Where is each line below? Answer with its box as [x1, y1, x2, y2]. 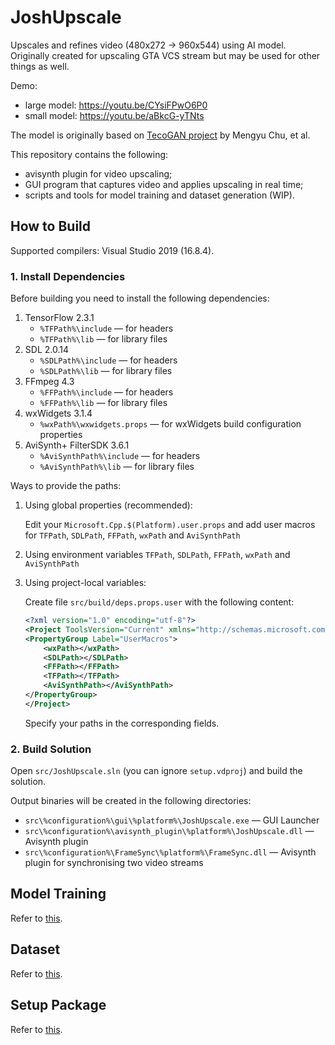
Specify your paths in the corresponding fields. [24, 717, 220, 729]
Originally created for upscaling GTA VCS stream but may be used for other [10, 49, 321, 61]
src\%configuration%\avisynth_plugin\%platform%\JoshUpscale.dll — [24, 825, 315, 837]
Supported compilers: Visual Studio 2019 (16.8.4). [10, 244, 215, 256]
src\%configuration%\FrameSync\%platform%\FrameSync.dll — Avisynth [24, 846, 317, 858]
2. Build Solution [10, 742, 92, 756]
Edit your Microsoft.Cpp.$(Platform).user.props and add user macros [24, 519, 316, 531]
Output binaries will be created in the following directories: [10, 795, 252, 807]
